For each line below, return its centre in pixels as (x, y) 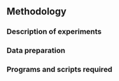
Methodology (37, 12)
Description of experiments (54, 32)
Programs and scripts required (59, 70)
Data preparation (36, 51)
